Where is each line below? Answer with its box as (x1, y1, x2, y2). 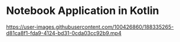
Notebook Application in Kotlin (6, 4, 159, 17)
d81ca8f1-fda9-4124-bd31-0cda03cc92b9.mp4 (6, 29, 122, 36)
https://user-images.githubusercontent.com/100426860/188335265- (6, 23, 174, 30)
